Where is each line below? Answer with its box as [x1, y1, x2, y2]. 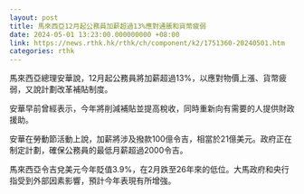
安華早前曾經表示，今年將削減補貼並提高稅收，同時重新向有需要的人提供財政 [9, 103, 295, 114]
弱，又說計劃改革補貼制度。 [9, 84, 113, 95]
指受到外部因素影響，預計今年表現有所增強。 [9, 175, 176, 186]
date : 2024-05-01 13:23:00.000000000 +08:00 [9, 30, 180, 39]
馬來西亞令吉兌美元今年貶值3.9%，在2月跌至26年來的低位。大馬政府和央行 [9, 164, 290, 175]
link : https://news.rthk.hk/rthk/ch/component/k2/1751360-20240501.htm [9, 38, 285, 48]
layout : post [9, 13, 59, 23]
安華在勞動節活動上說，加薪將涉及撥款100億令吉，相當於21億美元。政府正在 [9, 134, 292, 144]
